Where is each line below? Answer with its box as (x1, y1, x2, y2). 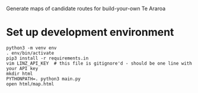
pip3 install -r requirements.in (6, 55, 89, 61)
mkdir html (6, 71, 33, 77)
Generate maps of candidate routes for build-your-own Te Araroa (6, 5, 166, 12)
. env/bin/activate (6, 50, 55, 56)
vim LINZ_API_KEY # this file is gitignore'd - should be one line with (6, 60, 193, 67)
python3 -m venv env (6, 45, 58, 51)
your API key (6, 65, 39, 71)
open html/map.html (6, 81, 55, 87)
